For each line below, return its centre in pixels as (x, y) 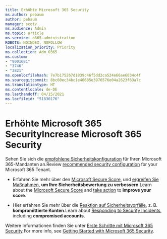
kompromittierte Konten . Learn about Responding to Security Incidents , (87, 211)
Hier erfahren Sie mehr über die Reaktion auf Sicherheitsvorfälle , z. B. (85, 205)
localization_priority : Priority (40, 47)
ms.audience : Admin (26, 29)
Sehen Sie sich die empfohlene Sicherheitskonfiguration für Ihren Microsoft (83, 159)
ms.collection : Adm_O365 (31, 52)
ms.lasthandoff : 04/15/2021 (35, 94)
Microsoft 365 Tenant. (28, 170)
